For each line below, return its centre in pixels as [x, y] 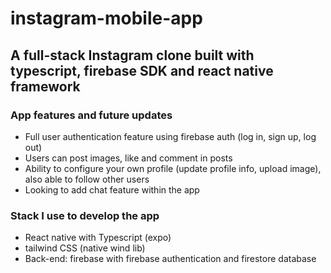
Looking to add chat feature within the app [112, 189]
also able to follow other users [87, 179]
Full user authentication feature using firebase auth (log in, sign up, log [170, 136]
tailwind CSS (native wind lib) [85, 248]
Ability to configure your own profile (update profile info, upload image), [173, 168]
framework [45, 86]
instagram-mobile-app [106, 18]
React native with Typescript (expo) [98, 238]
